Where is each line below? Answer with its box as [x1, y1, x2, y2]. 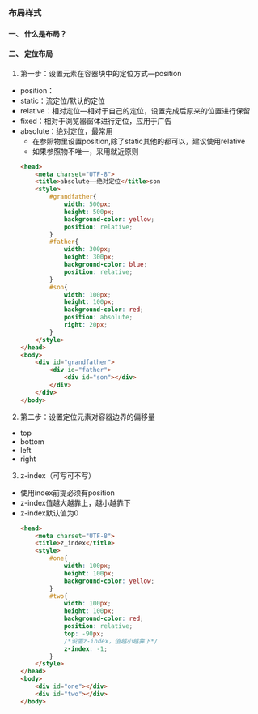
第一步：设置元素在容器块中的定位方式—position [19, 68, 182, 78]
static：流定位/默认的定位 [19, 96, 105, 105]
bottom [19, 436, 44, 447]
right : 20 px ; [63, 321, 108, 329]
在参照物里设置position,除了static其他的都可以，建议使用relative [32, 136, 246, 146]
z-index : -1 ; [63, 644, 108, 653]
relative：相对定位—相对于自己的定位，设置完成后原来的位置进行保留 [19, 105, 251, 115]
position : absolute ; [63, 314, 133, 322]
